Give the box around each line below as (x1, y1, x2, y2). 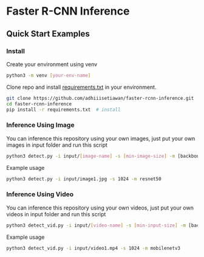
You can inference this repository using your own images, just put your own (6, 135, 195, 142)
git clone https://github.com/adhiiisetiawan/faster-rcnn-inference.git (6, 95, 194, 101)
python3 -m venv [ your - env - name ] (6, 72, 91, 79)
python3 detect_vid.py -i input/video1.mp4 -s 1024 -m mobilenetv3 (6, 245, 181, 251)
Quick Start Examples (6, 29, 90, 39)
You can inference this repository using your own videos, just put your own (6, 204, 194, 211)
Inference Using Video (6, 190, 74, 199)
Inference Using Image (6, 121, 75, 129)
